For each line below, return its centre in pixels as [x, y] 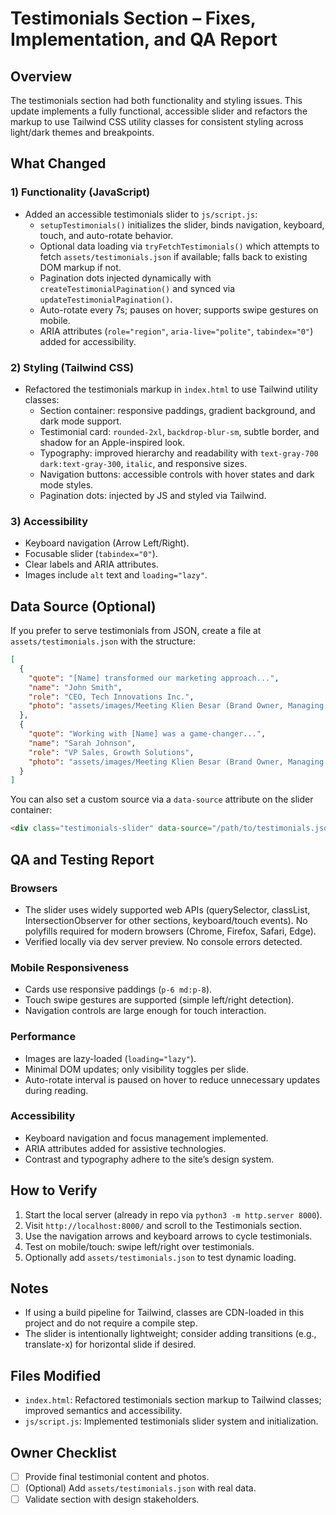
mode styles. [66, 484]
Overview [41, 76]
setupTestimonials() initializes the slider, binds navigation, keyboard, [182, 224]
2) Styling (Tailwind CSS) [72, 367]
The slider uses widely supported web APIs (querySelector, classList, [167, 909]
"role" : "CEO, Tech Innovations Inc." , [111, 697]
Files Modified [56, 1375]
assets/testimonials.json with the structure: [103, 641]
